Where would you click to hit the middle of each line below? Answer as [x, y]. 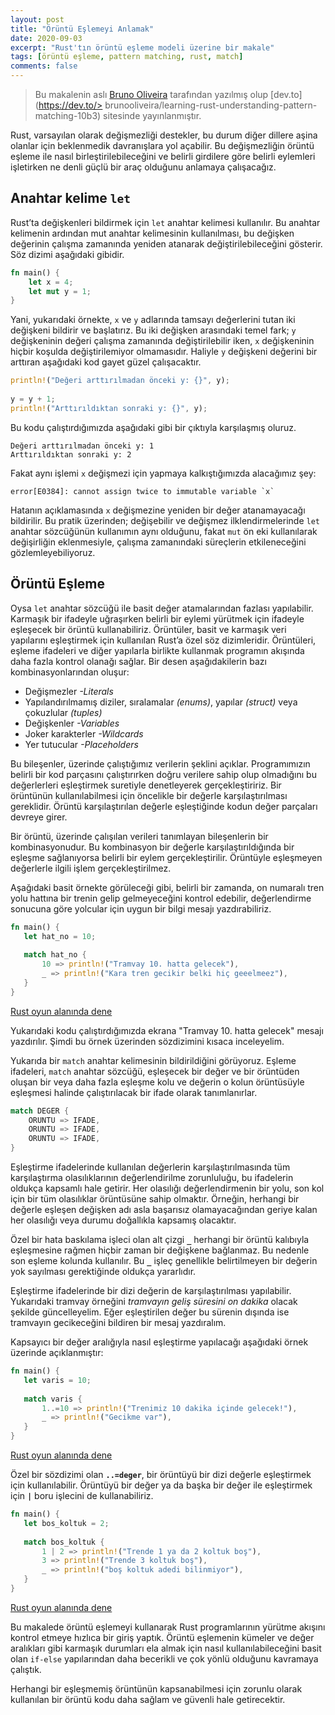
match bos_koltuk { [64, 1542]
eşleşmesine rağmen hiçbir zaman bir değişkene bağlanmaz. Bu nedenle [160, 1250]
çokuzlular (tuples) [63, 712]
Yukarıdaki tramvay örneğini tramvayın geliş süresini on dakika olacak [154, 1301]
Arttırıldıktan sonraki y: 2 [71, 454]
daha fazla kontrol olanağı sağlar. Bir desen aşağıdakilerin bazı [138, 661]
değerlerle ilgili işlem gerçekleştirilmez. [91, 868]
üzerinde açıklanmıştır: [57, 1352]
